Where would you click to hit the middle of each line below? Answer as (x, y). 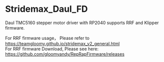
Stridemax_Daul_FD (46, 9)
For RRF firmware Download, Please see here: (52, 49)
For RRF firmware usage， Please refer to (47, 38)
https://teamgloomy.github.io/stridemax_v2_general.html (62, 43)
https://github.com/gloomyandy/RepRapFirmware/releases (65, 54)
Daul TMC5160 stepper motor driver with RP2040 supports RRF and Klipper (82, 23)
